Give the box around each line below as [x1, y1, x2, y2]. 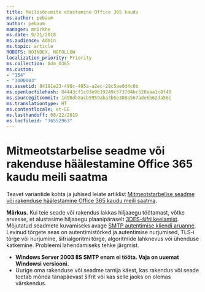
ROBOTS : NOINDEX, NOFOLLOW [6, 49, 75, 55]
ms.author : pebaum [6, 15, 53, 21]
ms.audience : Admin [6, 37, 56, 44]
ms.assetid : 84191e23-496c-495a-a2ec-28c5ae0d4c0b [6, 84, 139, 90]
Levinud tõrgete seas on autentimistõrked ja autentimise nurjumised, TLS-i [6, 229, 195, 236]
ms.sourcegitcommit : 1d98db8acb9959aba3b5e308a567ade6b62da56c [6, 95, 172, 101]
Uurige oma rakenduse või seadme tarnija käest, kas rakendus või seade [15, 267, 199, 274]
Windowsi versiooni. [15, 260, 69, 267]
